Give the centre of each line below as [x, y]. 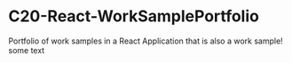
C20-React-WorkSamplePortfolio [134, 16]
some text [27, 50]
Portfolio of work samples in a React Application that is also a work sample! [146, 41]
